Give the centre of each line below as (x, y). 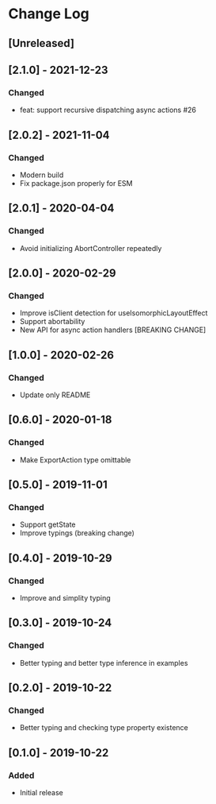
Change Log (49, 14)
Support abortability (52, 322)
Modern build (42, 175)
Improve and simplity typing (65, 598)
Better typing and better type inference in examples (104, 663)
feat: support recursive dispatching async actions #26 (108, 110)
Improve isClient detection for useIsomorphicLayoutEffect (114, 313)
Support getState (48, 524)
